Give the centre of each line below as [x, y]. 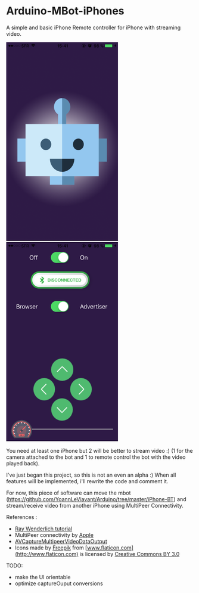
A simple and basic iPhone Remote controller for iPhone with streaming [94, 27]
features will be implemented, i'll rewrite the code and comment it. [87, 481]
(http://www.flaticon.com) [46, 554]
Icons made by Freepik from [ [51, 548]
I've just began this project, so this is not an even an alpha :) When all [91, 475]
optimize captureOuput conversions [59, 583]
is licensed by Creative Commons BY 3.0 [130, 554]
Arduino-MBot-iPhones [65, 11]
